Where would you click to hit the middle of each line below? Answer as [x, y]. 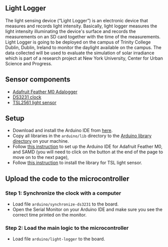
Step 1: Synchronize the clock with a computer [63, 193]
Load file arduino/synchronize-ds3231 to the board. [66, 204]
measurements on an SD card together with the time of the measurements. [83, 36]
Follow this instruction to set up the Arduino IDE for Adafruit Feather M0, [88, 147]
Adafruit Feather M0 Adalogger [45, 92]
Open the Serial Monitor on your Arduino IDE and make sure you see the [88, 210]
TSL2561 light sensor [34, 102]
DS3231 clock [27, 97]
